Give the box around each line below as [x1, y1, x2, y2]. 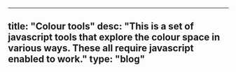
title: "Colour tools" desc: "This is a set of [8, 20, 195, 32]
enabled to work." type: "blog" [8, 53, 146, 65]
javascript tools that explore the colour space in [8, 31, 221, 43]
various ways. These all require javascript [8, 43, 194, 55]
